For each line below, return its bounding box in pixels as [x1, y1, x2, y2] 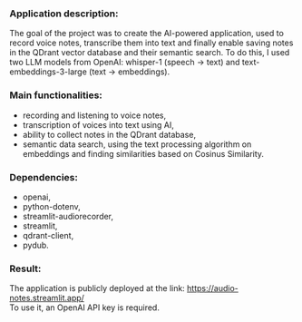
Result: [9, 262, 42, 275]
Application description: [9, 7, 119, 20]
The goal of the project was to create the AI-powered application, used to [9, 28, 284, 39]
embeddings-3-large [9, 66, 88, 77]
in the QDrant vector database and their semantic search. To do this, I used [9, 47, 290, 58]
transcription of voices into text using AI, [22, 119, 174, 130]
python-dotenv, [22, 200, 82, 211]
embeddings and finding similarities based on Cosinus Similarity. [22, 148, 265, 159]
